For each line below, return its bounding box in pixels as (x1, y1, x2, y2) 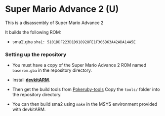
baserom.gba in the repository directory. (12, 67, 92, 73)
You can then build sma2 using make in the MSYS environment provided (12, 101, 158, 107)
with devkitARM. (12, 107, 46, 113)
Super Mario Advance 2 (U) (5, 3, 119, 15)
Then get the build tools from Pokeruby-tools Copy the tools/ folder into (12, 87, 160, 92)
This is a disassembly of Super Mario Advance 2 (5, 20, 104, 26)
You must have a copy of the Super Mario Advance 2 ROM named (12, 62, 147, 68)
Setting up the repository (5, 51, 67, 58)
